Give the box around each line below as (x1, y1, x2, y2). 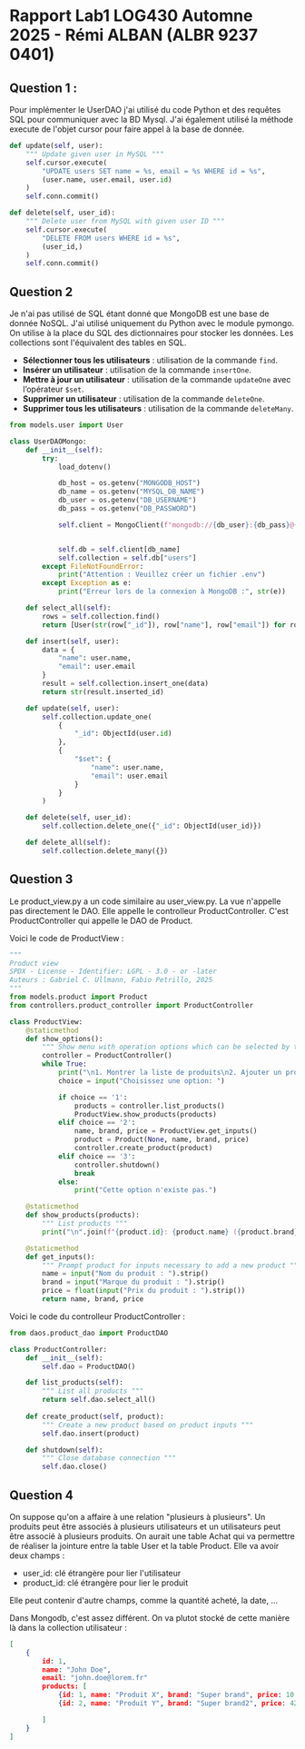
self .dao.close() (42, 1462, 107, 1472)
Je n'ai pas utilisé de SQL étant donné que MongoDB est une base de (9, 308, 270, 319)
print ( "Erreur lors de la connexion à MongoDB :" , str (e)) (57, 587, 286, 596)
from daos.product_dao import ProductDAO (9, 1328, 169, 1337)
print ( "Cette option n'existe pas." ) (74, 1186, 218, 1195)
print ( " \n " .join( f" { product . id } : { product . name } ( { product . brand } (42, 1227, 299, 1237)
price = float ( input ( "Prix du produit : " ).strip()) (42, 1287, 246, 1296)
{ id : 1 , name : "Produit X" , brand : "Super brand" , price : (57, 1691, 282, 1700)
